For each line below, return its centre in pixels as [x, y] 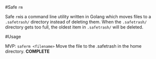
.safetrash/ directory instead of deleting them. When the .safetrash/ [76, 22]
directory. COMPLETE [28, 51]
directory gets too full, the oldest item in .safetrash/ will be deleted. [74, 27]
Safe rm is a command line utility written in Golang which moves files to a [78, 16]
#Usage [13, 37]
